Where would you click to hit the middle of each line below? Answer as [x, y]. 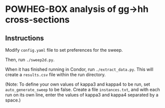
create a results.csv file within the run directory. [55, 75]
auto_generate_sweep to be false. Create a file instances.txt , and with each [82, 90]
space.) [13, 100]
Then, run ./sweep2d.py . [30, 60]
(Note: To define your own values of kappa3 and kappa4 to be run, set [78, 84]
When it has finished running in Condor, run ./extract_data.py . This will [79, 69]
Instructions [24, 38]
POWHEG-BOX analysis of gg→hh [77, 9]
